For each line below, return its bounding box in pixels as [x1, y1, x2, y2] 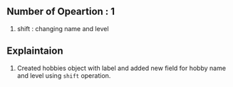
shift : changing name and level [16, 24, 109, 33]
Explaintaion [6, 45, 63, 57]
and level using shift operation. [16, 71, 111, 80]
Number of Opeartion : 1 [6, 6, 115, 18]
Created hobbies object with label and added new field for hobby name [16, 64, 226, 72]
